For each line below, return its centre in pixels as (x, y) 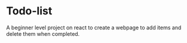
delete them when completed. (43, 33)
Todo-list (29, 11)
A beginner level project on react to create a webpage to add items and (94, 27)
